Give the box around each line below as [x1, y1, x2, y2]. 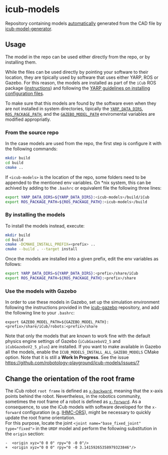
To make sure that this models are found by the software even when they [5, 100, 157, 106]
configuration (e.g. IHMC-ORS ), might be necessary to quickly [22, 409, 151, 416]
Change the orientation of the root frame [5, 374, 135, 383]
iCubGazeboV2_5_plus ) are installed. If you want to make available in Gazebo [5, 344, 161, 350]
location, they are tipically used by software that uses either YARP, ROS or [5, 74, 158, 80]
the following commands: [5, 146, 58, 152]
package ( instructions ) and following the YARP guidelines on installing [5, 85, 150, 91]
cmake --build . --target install [5, 247, 78, 252]
